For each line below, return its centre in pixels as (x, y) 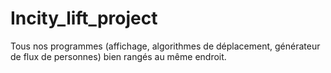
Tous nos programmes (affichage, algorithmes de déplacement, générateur (165, 46)
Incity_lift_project (84, 18)
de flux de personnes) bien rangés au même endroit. (118, 56)
